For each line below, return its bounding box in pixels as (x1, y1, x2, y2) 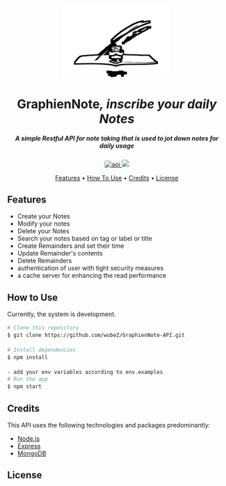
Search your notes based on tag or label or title (17, 235, 153, 243)
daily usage (99, 141, 134, 150)
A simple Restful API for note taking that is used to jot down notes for (15, 134, 219, 143)
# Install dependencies (7, 346, 76, 353)
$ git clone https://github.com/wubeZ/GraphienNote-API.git (7, 332, 186, 339)
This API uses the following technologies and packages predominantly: (7, 421, 211, 429)
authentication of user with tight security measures (17, 264, 164, 272)
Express (17, 441, 41, 450)
